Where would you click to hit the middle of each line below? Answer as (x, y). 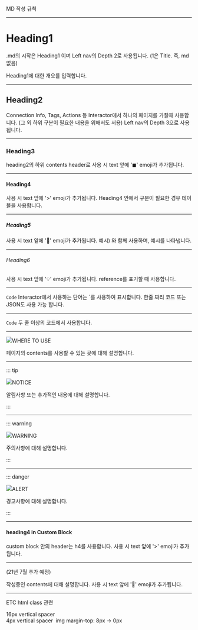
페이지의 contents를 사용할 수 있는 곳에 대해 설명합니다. (70, 353)
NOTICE (22, 383)
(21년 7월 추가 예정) (29, 571)
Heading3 (21, 151)
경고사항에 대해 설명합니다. (37, 501)
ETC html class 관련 (30, 602)
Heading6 (18, 260)
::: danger (18, 477)
